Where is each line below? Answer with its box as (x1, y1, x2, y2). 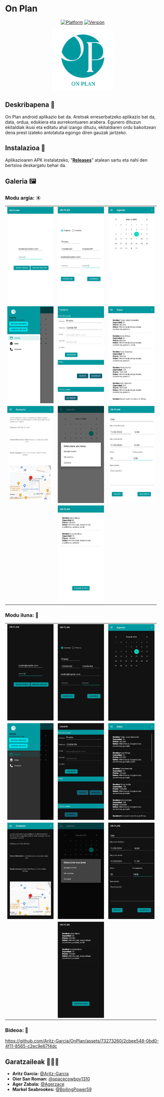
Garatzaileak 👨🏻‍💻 (5, 1057, 60, 1066)
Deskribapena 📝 (5, 101, 55, 109)
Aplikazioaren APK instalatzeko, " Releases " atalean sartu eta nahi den (5, 157, 148, 163)
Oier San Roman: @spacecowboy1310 (12, 1076, 90, 1082)
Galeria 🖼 (5, 177, 36, 185)
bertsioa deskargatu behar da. (5, 162, 66, 168)
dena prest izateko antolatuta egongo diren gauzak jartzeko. (5, 129, 127, 135)
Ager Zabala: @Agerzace (12, 1081, 65, 1087)
